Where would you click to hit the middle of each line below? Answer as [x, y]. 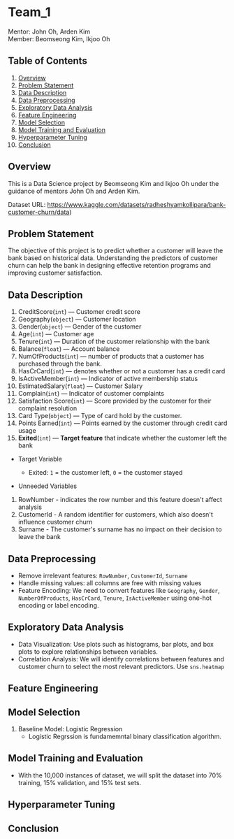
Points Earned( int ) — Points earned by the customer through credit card [123, 423]
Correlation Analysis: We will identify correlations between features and [121, 659]
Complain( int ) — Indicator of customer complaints [91, 394]
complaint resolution [47, 408]
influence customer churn [55, 522]
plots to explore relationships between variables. [88, 652]
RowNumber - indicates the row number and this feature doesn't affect [120, 500]
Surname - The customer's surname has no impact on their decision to [120, 529]
